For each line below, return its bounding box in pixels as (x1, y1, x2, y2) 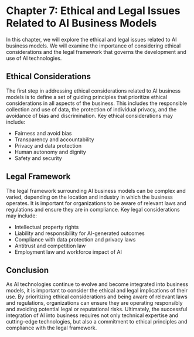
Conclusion (6, 265, 49, 275)
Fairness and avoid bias (14, 130, 72, 137)
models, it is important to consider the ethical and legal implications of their (6, 287, 188, 294)
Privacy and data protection (14, 142, 82, 149)
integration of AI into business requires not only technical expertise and (6, 312, 179, 319)
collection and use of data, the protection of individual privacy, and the (6, 105, 177, 113)
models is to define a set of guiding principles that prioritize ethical (6, 93, 168, 100)
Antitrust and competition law (14, 242, 86, 249)
